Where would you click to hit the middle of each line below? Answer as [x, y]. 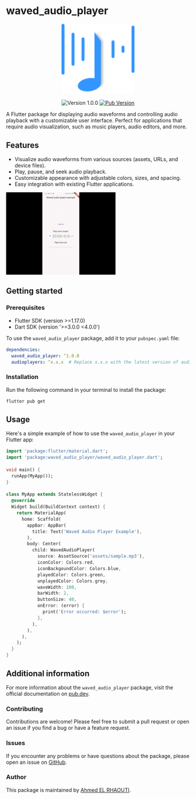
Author [16, 777]
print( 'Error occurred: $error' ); [85, 612]
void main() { [23, 470]
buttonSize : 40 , [57, 600]
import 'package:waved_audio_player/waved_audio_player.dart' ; [85, 457]
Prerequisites [25, 308]
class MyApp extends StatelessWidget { [55, 494]
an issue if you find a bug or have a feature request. [68, 728]
